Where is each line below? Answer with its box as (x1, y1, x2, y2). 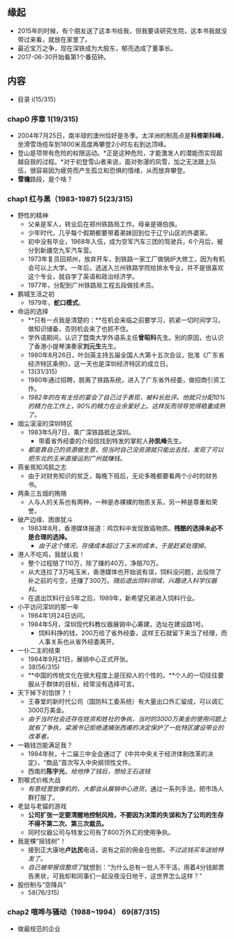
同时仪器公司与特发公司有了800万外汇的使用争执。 (27, 828, 175, 836)
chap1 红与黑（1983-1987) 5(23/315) (7, 194, 133, 204)
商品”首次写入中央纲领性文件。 (45, 758, 135, 767)
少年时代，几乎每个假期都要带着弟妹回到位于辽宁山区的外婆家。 (27, 229, 212, 237)
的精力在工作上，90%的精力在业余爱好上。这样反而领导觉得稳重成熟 (27, 402, 226, 411)
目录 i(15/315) (17, 95, 57, 103)
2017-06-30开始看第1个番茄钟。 (17, 52, 110, 61)
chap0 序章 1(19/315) (7, 114, 79, 124)
